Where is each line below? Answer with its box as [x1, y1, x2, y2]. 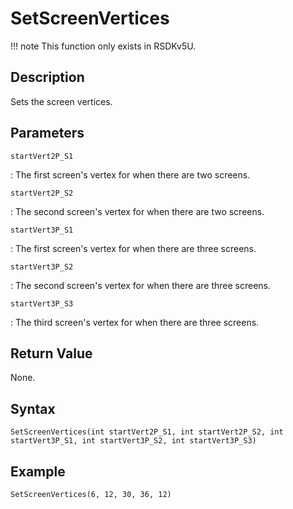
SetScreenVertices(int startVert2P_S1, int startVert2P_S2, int [10, 427, 284, 437]
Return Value [10, 345, 93, 362]
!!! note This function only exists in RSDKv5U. [10, 40, 197, 52]
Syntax [10, 400, 56, 417]
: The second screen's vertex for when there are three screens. [10, 279, 272, 291]
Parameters [10, 125, 85, 142]
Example [10, 463, 66, 480]
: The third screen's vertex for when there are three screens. [10, 316, 260, 328]
